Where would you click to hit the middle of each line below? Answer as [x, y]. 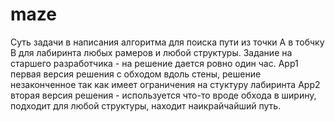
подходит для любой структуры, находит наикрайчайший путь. [146, 105]
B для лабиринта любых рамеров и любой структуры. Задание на [151, 52]
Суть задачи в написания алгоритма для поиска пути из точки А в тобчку [167, 42]
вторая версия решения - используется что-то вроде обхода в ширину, [163, 95]
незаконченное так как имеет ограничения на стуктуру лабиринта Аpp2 [165, 84]
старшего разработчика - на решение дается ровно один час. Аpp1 [154, 63]
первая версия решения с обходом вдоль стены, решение [136, 74]
